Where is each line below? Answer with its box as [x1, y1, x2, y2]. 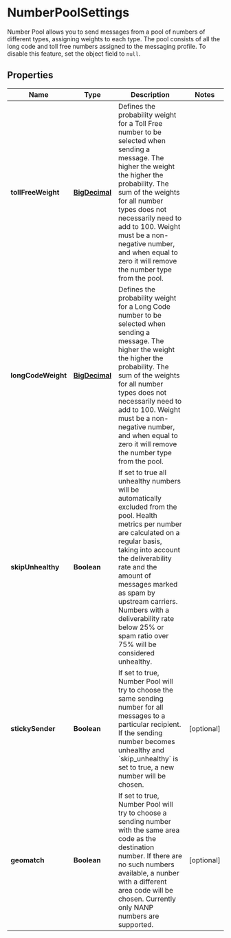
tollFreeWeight [10, 187, 60, 197]
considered [118, 648, 155, 657]
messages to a [118, 710, 166, 720]
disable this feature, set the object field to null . [7, 50, 141, 58]
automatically [118, 493, 162, 503]
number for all [118, 702, 164, 712]
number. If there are [118, 851, 183, 860]
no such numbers [118, 860, 175, 869]
